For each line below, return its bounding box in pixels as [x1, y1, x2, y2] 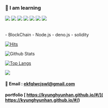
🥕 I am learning [5, 4, 42, 11]
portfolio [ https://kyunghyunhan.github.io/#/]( [5, 92, 104, 98]
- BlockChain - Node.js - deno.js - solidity [5, 32, 89, 38]
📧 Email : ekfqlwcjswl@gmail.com [5, 81, 75, 86]
